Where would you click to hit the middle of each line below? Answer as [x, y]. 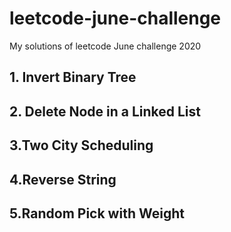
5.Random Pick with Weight [97, 213]
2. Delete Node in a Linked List [105, 111]
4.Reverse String [63, 179]
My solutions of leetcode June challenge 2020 [105, 46]
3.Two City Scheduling [81, 145]
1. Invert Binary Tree [73, 77]
